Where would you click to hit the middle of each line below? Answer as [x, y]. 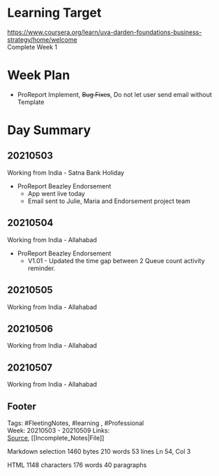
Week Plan [39, 75]
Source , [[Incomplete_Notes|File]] [56, 438]
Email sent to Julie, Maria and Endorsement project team [109, 201]
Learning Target [54, 13]
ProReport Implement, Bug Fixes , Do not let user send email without [115, 94]
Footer [22, 406]
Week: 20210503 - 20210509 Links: [59, 430]
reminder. [41, 268]
